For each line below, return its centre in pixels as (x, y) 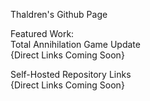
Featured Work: (42, 33)
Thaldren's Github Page (59, 14)
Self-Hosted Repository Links (71, 74)
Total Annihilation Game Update (75, 44)
